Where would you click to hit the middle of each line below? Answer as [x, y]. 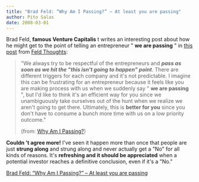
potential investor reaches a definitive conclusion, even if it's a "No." [89, 162]
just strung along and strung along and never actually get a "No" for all [93, 149]
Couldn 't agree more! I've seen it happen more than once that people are [97, 143]
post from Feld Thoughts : [37, 52]
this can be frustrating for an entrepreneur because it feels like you [102, 82]
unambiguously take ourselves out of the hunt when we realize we [102, 101]
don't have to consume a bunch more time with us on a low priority [102, 113]
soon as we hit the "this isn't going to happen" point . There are [99, 70]
